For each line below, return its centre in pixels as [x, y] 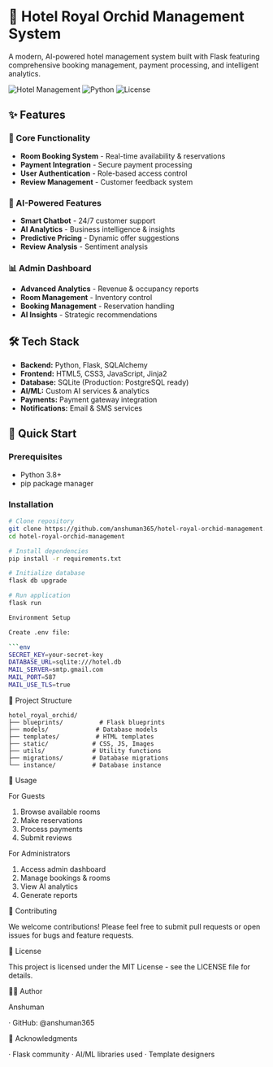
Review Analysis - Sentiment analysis [84, 246]
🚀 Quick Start [43, 434]
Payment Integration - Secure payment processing [106, 164]
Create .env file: [39, 632]
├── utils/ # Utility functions [85, 751]
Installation [31, 504]
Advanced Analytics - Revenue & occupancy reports [109, 289]
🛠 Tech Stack [44, 341]
